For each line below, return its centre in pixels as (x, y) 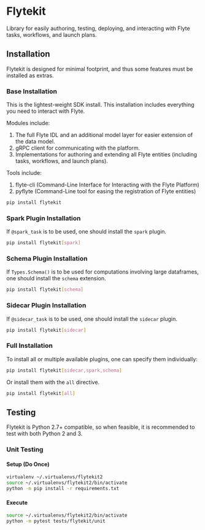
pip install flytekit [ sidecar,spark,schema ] (64, 370)
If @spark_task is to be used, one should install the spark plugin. (87, 232)
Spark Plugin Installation (44, 218)
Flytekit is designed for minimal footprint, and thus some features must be (100, 69)
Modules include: (28, 123)
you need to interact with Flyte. (46, 111)
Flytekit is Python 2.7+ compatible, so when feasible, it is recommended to (101, 427)
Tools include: (24, 173)
